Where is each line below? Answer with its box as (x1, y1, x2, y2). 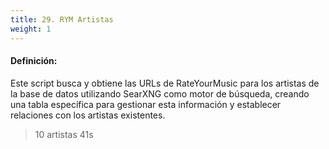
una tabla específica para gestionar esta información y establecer (10, 98, 282, 110)
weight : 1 (10, 24, 52, 34)
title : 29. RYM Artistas (10, 14, 114, 25)
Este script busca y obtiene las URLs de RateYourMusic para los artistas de (10, 77, 320, 89)
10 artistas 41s (34, 128, 94, 140)
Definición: (10, 55, 58, 67)
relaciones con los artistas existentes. (10, 109, 166, 121)
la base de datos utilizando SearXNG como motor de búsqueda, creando (10, 87, 310, 100)
